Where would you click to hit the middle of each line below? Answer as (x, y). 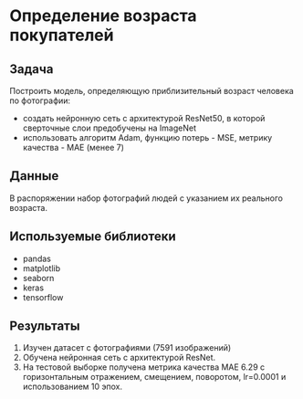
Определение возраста (104, 16)
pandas (37, 258)
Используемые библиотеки (93, 237)
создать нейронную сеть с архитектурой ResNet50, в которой (144, 118)
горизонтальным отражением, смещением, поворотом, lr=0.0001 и (154, 377)
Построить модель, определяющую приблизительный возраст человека (151, 91)
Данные (34, 176)
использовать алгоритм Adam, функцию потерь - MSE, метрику (147, 137)
